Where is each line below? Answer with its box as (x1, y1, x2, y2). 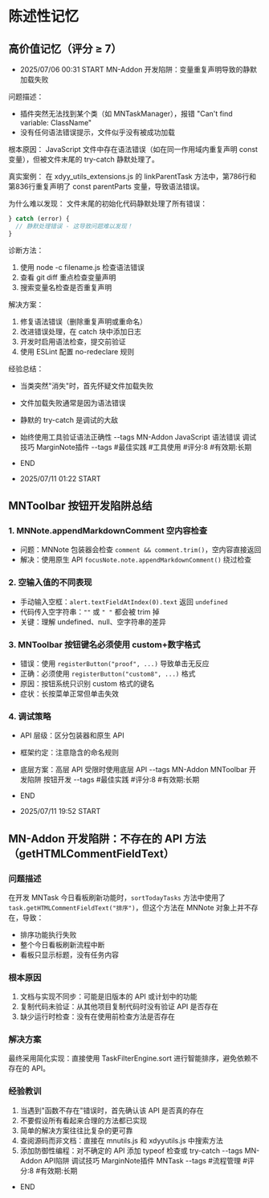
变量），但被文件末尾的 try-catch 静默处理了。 (8, 154, 159, 164)
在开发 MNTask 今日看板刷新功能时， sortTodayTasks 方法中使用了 (8, 893, 226, 902)
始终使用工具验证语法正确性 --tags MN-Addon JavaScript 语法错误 (19, 431, 241, 442)
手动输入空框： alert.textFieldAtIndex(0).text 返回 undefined (19, 596, 228, 607)
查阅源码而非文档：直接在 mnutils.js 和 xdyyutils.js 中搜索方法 (19, 1135, 223, 1145)
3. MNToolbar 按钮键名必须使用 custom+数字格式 (8, 639, 201, 650)
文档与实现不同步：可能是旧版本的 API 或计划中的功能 (19, 992, 198, 1001)
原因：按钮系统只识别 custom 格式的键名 (19, 678, 155, 688)
